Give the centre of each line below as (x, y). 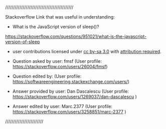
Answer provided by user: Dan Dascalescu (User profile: (71, 91)
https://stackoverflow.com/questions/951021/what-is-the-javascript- (76, 36)
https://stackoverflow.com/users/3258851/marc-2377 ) (69, 112)
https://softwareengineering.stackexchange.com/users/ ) (71, 82)
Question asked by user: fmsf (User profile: (57, 61)
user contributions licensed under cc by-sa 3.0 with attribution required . (87, 51)
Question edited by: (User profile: (47, 76)
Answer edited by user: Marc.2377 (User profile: (62, 106)
